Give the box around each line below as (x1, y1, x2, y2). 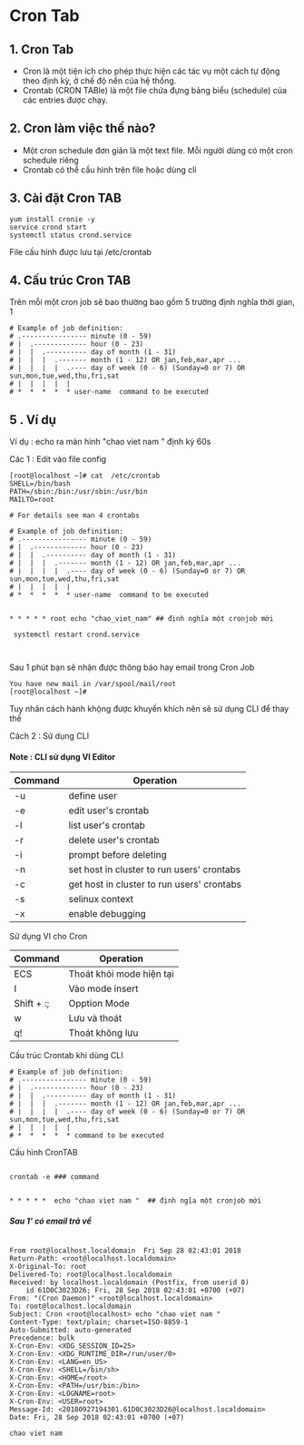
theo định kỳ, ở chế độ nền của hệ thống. (22, 75, 177, 86)
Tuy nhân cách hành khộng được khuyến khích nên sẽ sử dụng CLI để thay (9, 703, 289, 714)
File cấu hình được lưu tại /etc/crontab (9, 246, 152, 257)
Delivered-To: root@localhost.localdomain (9, 1270, 172, 1280)
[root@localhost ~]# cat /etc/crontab (9, 471, 161, 481)
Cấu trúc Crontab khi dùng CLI (9, 1050, 124, 1061)
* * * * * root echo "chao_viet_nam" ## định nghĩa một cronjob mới (9, 614, 274, 624)
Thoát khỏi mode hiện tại (68, 968, 174, 980)
